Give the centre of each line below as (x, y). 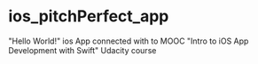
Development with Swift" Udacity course (82, 50)
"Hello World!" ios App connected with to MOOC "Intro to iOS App (129, 41)
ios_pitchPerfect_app (89, 16)
